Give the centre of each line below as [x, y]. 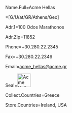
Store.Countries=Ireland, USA [36, 105]
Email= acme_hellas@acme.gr [36, 66]
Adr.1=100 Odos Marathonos [35, 27]
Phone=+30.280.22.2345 [32, 47]
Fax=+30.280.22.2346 [29, 56]
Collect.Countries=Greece [32, 95]
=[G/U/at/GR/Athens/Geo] [32, 17]
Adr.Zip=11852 [20, 37]
